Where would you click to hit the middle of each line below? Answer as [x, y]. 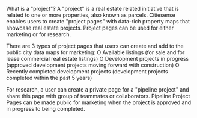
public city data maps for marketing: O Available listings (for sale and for [95, 52]
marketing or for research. [38, 34]
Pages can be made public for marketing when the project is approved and [98, 102]
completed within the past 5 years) [49, 78]
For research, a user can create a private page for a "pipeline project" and [98, 89]
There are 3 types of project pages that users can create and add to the [95, 46]
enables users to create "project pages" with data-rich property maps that [98, 21]
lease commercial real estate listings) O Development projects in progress [98, 59]
